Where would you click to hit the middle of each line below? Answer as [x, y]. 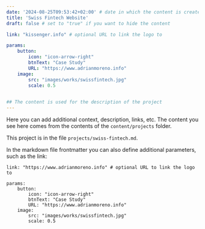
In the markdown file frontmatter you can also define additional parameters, [101, 150]
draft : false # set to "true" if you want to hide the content [88, 23]
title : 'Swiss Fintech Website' [47, 18]
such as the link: [27, 156]
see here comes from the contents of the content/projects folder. [89, 126]
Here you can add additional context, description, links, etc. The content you [103, 119]
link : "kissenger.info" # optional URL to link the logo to [85, 34]
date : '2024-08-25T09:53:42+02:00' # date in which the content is [94, 12]
